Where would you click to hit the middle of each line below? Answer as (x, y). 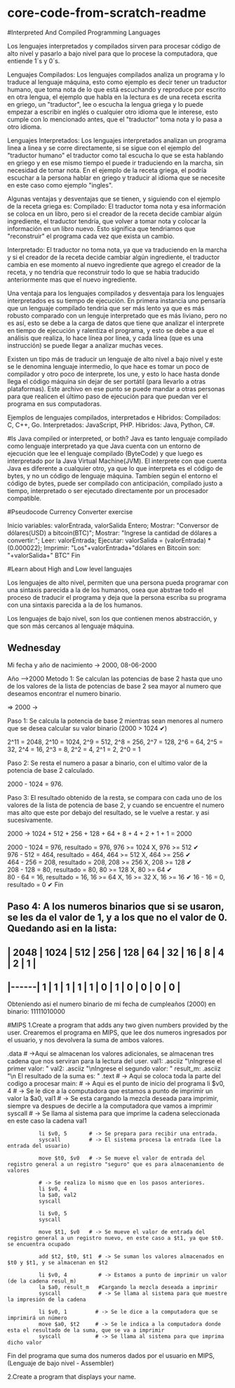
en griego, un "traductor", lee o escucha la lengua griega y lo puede (105, 104)
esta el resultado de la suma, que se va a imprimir (86, 1330)
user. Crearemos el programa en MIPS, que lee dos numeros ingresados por (117, 1033)
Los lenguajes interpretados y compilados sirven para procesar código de (114, 46)
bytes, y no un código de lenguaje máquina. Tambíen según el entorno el (113, 476)
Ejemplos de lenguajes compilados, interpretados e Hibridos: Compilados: (114, 417)
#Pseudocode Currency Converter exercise (70, 511)
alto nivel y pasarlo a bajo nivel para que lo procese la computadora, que (112, 53)
